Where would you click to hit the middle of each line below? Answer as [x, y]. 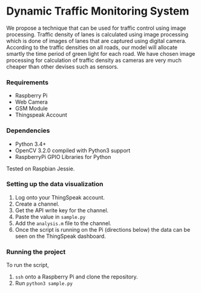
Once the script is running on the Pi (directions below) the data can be [103, 229]
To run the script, [28, 265]
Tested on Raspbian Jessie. [41, 169]
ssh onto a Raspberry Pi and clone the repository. [76, 277]
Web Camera [31, 102]
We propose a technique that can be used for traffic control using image [96, 28]
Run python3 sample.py [44, 283]
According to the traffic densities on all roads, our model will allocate [92, 47]
